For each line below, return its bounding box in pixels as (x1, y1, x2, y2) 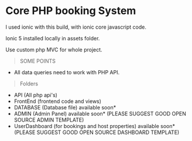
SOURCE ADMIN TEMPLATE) (13, 116, 84, 123)
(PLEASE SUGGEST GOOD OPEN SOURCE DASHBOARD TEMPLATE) (13, 129, 180, 136)
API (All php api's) (13, 91, 58, 98)
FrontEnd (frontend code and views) (13, 98, 102, 105)
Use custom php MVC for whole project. (5, 46, 103, 53)
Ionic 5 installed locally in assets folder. (5, 35, 100, 42)
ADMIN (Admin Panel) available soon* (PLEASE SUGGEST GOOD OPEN (13, 110, 187, 117)
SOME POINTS (19, 57, 56, 64)
